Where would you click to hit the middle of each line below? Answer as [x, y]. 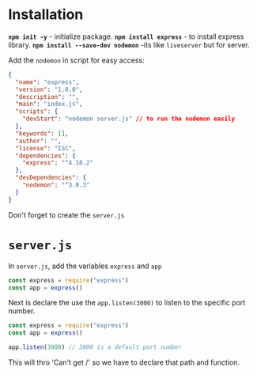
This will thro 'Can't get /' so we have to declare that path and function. [124, 362]
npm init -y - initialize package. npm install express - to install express [126, 36]
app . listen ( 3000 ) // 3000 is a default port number [95, 347]
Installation [46, 15]
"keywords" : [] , [42, 133]
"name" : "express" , [47, 82]
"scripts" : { [37, 112]
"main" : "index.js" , [49, 104]
